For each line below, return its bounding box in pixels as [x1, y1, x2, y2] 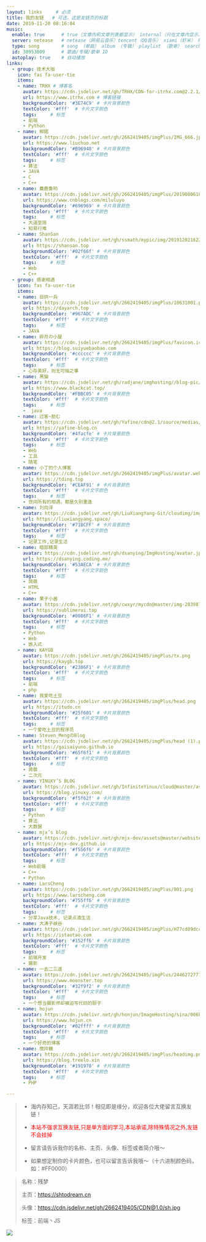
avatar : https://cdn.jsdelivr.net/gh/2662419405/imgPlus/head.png [22, 698, 196, 705]
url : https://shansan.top [22, 243, 89, 249]
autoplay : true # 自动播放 [12, 55, 86, 61]
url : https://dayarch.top [22, 305, 89, 311]
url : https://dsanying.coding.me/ [22, 556, 112, 562]
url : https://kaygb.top [22, 658, 84, 665]
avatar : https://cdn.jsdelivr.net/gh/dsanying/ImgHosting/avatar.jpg [22, 550, 204, 556]
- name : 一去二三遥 [17, 966, 63, 972]
